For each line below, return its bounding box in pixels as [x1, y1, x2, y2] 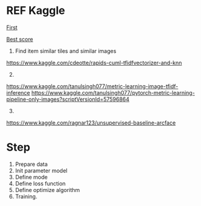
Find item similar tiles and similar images [15, 47, 117, 55]
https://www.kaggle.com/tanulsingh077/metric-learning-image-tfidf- [6, 83, 179, 90]
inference [6, 89, 30, 96]
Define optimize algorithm [15, 186, 80, 193]
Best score [6, 35, 33, 43]
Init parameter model [15, 167, 68, 174]
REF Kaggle [6, 4, 66, 18]
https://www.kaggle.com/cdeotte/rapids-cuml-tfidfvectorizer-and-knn [6, 59, 182, 66]
